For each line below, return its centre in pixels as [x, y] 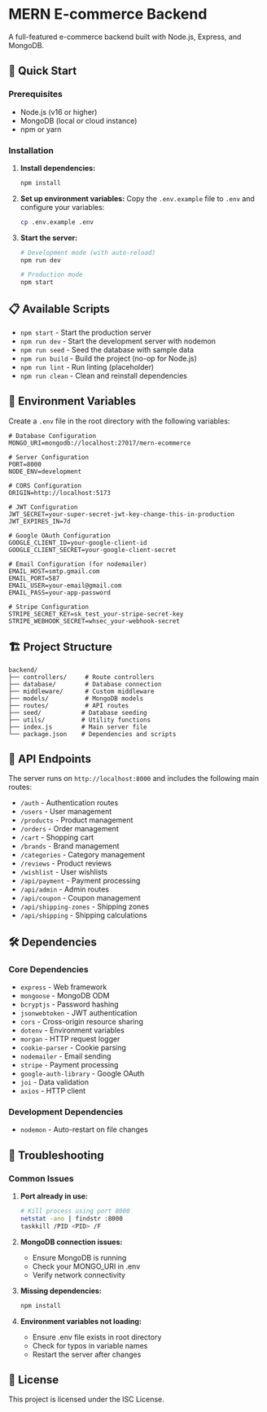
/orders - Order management [70, 829]
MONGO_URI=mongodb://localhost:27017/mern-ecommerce [100, 443]
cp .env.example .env [57, 222]
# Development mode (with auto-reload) [88, 252]
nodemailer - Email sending [66, 1056]
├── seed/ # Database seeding [78, 713]
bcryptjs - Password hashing [70, 1004]
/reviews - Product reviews [66, 863]
